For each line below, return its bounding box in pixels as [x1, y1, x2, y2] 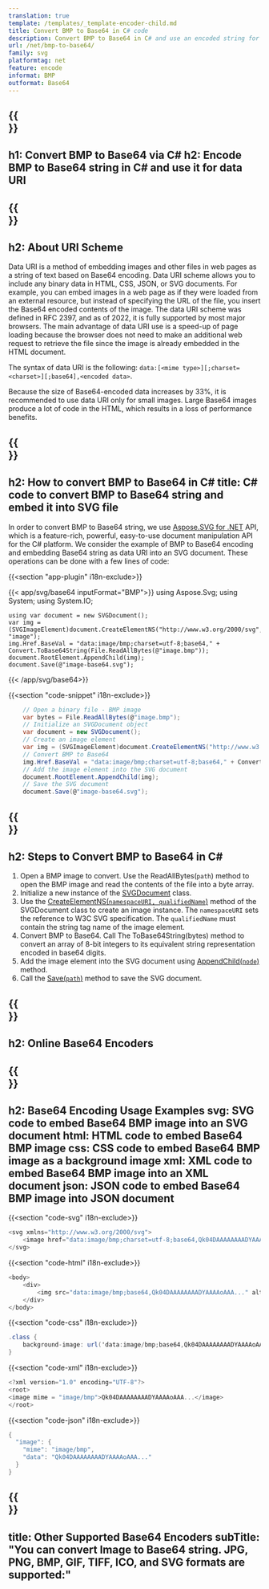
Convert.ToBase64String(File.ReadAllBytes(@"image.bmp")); [8, 646, 210, 654]
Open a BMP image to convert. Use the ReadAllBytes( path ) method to [19, 871, 250, 881]
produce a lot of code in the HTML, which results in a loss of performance [8, 404, 252, 414]
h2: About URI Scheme [8, 241, 124, 255]
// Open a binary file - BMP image [22, 706, 142, 714]
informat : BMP [8, 71, 56, 79]
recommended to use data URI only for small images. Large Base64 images [8, 395, 257, 405]
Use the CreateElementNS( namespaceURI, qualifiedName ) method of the [19, 897, 257, 907]
